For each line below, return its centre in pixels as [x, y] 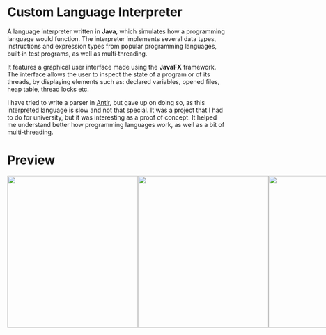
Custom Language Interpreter [95, 12]
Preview [31, 160]
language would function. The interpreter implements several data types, [112, 38]
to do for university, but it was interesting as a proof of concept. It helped [112, 117]
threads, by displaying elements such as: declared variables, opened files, [114, 81]
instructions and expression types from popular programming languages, [112, 46]
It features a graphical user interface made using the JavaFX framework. [112, 67]
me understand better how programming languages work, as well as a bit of [116, 124]
